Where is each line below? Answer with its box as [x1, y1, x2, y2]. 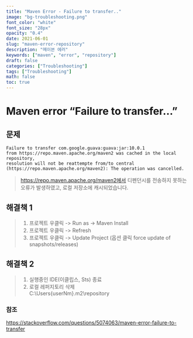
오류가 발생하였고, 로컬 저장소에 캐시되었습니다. [20, 184, 129, 191]
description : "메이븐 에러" [6, 47, 68, 53]
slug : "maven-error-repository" [6, 42, 85, 47]
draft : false [6, 57, 38, 63]
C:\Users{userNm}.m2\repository [29, 289, 110, 296]
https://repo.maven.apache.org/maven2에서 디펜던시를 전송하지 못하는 [20, 177, 187, 183]
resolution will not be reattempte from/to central [6, 161, 135, 166]
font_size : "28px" [6, 25, 51, 31]
